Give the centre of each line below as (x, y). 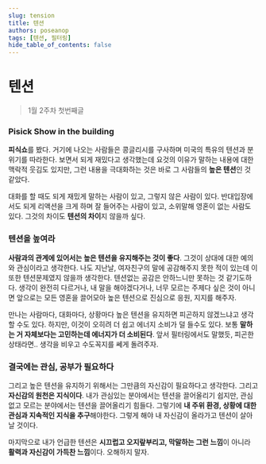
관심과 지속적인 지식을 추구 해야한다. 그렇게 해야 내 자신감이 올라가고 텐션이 (123, 415)
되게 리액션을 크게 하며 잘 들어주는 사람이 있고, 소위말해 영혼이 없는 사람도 (137, 207)
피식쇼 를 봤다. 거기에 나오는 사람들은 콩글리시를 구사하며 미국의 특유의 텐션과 (127, 150)
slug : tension (32, 15)
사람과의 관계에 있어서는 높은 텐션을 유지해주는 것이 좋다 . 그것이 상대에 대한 (124, 257)
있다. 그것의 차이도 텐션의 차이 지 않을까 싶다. (77, 216)
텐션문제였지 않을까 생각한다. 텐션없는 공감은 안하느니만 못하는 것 (123, 277)
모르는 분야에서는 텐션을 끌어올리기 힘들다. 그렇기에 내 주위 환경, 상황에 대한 (139, 405)
